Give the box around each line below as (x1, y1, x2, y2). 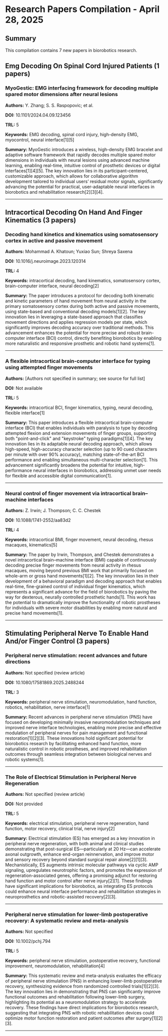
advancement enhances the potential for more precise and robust (5, 330, 140, 336)
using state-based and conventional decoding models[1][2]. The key (5, 309, 146, 315)
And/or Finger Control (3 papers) (5, 637, 110, 646)
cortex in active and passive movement (5, 237, 102, 244)
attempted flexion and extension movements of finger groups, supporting (5, 430, 156, 436)
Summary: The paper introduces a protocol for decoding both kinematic (5, 293, 154, 299)
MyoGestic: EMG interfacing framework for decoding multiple (5, 85, 158, 92)
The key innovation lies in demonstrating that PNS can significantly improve (5, 988, 161, 994)
